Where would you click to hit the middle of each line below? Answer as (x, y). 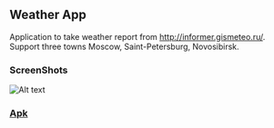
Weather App (48, 15)
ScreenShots (39, 70)
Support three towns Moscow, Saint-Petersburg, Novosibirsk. (124, 46)
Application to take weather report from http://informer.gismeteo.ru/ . (137, 36)
